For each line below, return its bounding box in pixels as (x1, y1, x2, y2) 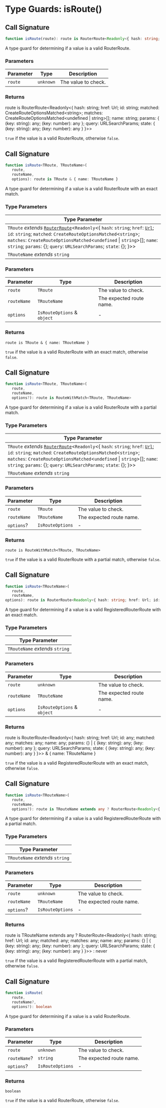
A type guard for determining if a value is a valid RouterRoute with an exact (5, 186, 158, 192)
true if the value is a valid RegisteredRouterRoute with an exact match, (5, 760, 149, 766)
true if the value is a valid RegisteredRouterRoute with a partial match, (5, 958, 148, 963)
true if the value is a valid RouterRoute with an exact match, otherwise (5, 349, 148, 355)
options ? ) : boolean (11, 1004, 52, 1009)
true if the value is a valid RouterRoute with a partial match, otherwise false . (5, 556, 161, 562)
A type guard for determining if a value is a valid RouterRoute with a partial (5, 404, 157, 410)
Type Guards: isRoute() (5, 3, 102, 15)
